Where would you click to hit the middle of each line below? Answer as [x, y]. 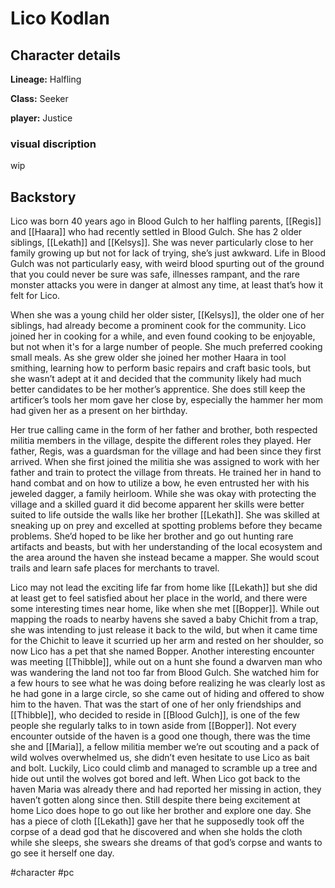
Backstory [43, 197]
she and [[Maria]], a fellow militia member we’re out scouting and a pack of [165, 747]
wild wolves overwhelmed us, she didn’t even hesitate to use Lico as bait [160, 758]
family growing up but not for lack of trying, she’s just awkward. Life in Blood [168, 253]
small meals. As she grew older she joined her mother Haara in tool [148, 358]
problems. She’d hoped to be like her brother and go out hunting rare [152, 536]
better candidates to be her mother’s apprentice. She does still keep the [158, 389]
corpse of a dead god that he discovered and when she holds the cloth [156, 832]
